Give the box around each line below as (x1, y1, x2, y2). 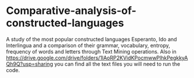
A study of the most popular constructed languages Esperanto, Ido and (6, 36, 177, 42)
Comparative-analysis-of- (6, 4, 137, 17)
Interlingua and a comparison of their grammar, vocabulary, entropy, (6, 42, 171, 49)
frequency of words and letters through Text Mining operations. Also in (6, 48, 177, 55)
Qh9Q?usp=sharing (6, 60, 54, 68)
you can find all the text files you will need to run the (54, 60, 181, 68)
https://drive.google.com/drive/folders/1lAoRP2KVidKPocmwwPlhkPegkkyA (6, 54, 188, 61)
